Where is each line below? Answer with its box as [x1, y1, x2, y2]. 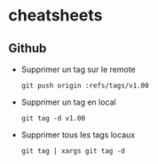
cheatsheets [8, 5, 103, 26]
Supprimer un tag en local [20, 97, 116, 107]
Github [8, 41, 47, 56]
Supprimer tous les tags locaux [20, 129, 136, 140]
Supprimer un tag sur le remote [20, 64, 136, 74]
